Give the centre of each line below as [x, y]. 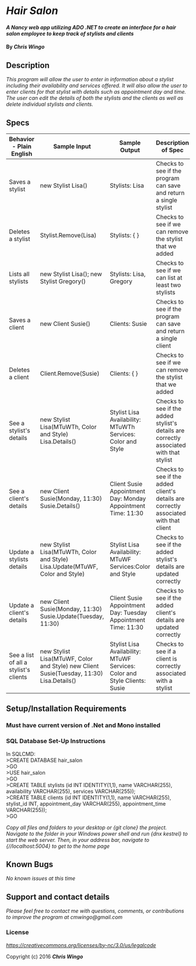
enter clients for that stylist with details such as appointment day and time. [96, 92]
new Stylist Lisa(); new [71, 274]
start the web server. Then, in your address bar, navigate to [78, 840]
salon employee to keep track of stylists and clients [70, 33]
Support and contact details [58, 897]
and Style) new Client [69, 666]
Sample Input [72, 146]
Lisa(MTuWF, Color [66, 659]
